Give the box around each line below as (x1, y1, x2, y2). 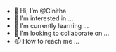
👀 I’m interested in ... (13, 14, 74, 22)
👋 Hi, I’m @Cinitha (13, 7, 67, 15)
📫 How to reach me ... (13, 37, 79, 45)
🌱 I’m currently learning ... (13, 22, 89, 30)
